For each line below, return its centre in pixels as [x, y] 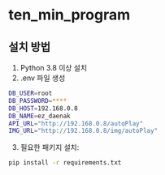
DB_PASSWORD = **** [38, 100]
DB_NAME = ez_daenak [39, 116]
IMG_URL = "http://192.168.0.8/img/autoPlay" [83, 131]
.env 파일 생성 [43, 78]
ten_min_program [69, 15]
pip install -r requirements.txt [65, 163]
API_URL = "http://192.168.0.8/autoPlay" [76, 123]
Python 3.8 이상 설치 [54, 68]
